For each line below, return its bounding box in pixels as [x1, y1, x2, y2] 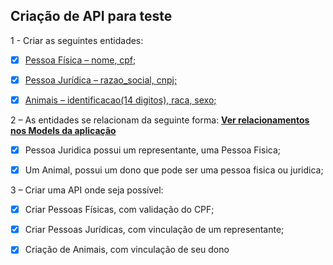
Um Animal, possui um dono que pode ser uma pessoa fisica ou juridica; [24, 164, 324, 176]
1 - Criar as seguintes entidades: [10, 34, 144, 46]
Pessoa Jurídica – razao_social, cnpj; [24, 74, 178, 86]
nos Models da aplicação [10, 125, 117, 136]
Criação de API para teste [10, 8, 173, 25]
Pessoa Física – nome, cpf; [24, 54, 137, 66]
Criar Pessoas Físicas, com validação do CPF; [24, 204, 215, 216]
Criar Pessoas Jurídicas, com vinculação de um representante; [24, 224, 285, 236]
